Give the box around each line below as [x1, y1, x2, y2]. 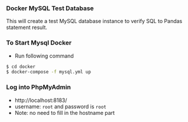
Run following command [14, 52, 74, 59]
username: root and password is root [14, 102, 106, 110]
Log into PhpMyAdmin [6, 83, 71, 91]
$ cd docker [6, 63, 35, 69]
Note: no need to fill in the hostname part [14, 109, 115, 116]
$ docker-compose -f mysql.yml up [6, 69, 92, 75]
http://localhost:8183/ [14, 97, 67, 104]
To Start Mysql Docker [6, 38, 72, 47]
